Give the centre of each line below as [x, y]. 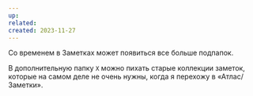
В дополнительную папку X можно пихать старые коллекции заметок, [126, 68]
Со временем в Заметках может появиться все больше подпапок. [121, 53]
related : [23, 23]
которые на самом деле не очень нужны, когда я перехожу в [112, 77]
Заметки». [26, 85]
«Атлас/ [230, 77]
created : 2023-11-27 [42, 30]
